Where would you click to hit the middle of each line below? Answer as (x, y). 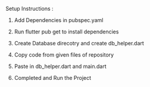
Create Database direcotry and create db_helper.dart (79, 43)
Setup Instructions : (30, 9)
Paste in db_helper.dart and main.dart (60, 66)
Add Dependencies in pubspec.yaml (59, 20)
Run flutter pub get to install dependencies (66, 32)
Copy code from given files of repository (64, 55)
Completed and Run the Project (53, 78)
